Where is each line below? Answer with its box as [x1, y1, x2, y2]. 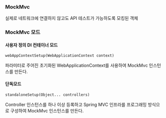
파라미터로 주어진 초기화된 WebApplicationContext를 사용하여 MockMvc [5, 63, 148, 69]
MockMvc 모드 [5, 29, 41, 36]
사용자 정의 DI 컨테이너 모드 [5, 42, 58, 48]
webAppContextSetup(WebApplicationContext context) [5, 53, 114, 58]
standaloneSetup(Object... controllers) [5, 92, 90, 97]
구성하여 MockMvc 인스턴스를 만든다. [10, 108, 84, 114]
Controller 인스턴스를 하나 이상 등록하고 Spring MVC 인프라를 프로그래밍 [5, 101, 147, 107]
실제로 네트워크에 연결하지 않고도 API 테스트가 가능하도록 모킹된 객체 [5, 15, 138, 21]
